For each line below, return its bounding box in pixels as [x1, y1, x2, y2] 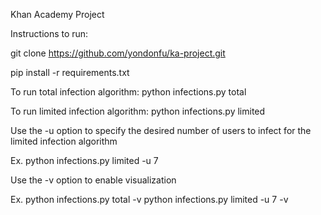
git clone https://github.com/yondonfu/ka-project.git [10, 47, 226, 59]
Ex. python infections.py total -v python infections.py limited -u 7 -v [10, 194, 289, 205]
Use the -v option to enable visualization [10, 174, 177, 186]
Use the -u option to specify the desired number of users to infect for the [10, 125, 312, 136]
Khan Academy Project [10, 9, 105, 20]
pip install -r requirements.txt [10, 67, 130, 78]
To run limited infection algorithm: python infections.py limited [10, 105, 266, 117]
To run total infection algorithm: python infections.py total [10, 86, 247, 98]
